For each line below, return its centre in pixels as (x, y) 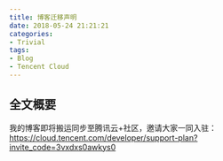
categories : (31, 34)
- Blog (21, 58)
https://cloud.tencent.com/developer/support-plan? (104, 137)
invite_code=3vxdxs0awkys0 (63, 147)
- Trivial (28, 42)
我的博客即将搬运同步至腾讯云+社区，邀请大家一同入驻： (113, 127)
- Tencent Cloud (39, 67)
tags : (19, 50)
